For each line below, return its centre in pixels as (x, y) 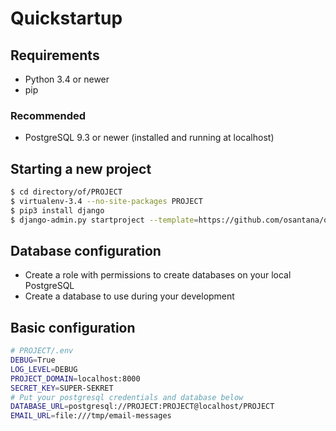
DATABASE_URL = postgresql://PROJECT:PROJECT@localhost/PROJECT (142, 407)
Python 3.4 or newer (67, 79)
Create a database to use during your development (129, 296)
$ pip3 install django (57, 210)
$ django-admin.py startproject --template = (104, 220)
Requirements (55, 55)
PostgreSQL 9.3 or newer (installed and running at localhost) (149, 138)
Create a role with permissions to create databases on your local (158, 275)
